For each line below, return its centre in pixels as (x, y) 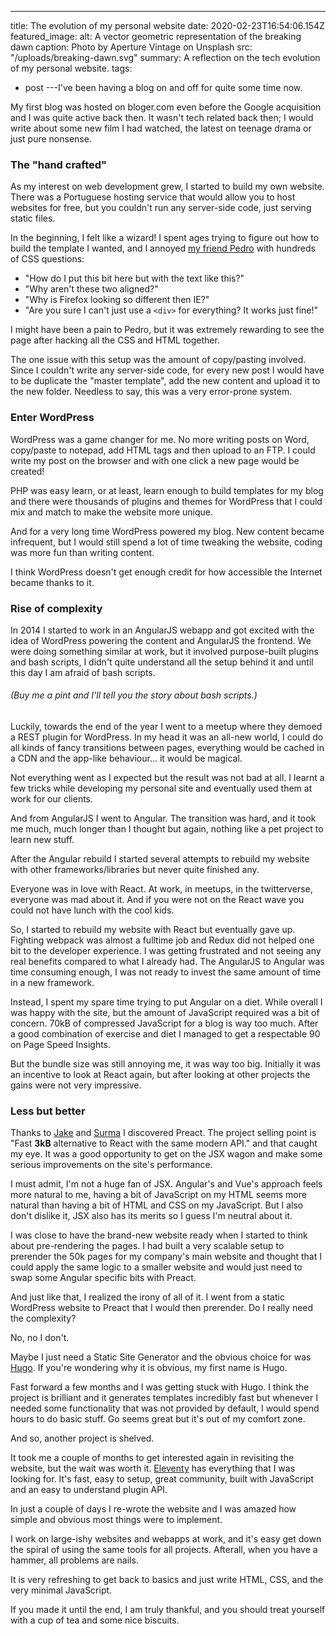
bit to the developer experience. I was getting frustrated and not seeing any (166, 951)
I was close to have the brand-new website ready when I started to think (159, 1235)
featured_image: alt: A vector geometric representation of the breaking (156, 36)
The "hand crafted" (59, 164)
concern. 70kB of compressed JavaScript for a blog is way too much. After (164, 1023)
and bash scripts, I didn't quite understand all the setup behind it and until (162, 662)
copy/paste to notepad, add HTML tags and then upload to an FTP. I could (163, 450)
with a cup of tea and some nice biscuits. (95, 1620)
